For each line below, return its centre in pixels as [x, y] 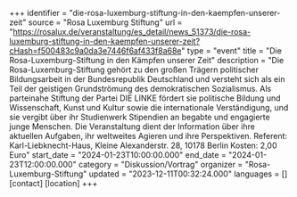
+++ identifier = [38, 13]
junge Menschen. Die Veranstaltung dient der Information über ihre [132, 127]
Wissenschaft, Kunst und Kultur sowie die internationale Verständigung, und [149, 107]
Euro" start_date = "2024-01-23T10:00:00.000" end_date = [118, 155]
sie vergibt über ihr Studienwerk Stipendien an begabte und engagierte [140, 117]
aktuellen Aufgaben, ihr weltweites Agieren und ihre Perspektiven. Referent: [148, 136]
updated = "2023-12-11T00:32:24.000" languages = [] [188, 174]
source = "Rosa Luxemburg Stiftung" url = [105, 22]
